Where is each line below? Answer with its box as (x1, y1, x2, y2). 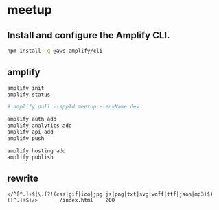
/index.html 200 (59, 197, 115, 204)
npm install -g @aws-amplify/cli (7, 47, 103, 54)
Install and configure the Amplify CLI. (7, 30, 170, 41)
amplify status (7, 91, 51, 98)
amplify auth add (7, 116, 57, 123)
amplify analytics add (7, 122, 72, 129)
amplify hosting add (7, 147, 67, 154)
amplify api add (7, 129, 54, 136)
